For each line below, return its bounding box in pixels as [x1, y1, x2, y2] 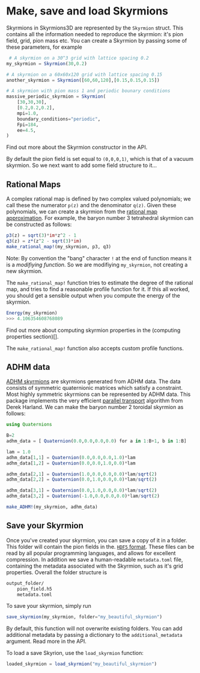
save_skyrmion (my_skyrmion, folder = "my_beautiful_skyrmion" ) [6, 614, 163, 620]
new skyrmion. [6, 267, 43, 275]
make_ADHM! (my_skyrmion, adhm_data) [6, 504, 98, 510]
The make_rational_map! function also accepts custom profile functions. [6, 345, 184, 352]
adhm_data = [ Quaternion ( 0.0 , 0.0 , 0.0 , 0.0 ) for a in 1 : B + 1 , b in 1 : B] [6, 438, 187, 444]
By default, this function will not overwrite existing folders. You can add [6, 625, 183, 632]
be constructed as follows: [6, 221, 72, 228]
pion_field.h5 [17, 586, 52, 592]
